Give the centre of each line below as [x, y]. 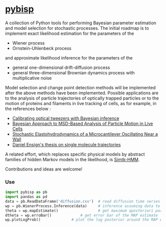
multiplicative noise [32, 78]
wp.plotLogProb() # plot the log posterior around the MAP [82, 220]
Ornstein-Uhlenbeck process [42, 48]
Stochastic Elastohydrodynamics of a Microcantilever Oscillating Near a [85, 134]
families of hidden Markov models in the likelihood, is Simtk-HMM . [72, 159]
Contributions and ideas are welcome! [44, 169]
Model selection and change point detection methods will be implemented [81, 87]
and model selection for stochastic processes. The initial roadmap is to [77, 28]
